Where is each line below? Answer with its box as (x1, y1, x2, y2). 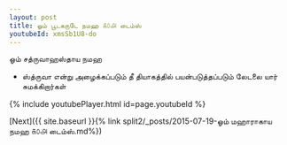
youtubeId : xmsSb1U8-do (9, 29, 97, 38)
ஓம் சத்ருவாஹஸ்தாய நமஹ (9, 54, 103, 65)
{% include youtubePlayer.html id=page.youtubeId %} (9, 99, 206, 110)
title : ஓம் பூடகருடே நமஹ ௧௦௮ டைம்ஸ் (9, 21, 142, 30)
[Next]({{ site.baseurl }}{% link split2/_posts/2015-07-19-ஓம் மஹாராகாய (9, 116, 273, 126)
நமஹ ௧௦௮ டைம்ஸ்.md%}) (9, 126, 103, 137)
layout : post (9, 12, 58, 22)
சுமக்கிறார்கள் (21, 81, 66, 92)
